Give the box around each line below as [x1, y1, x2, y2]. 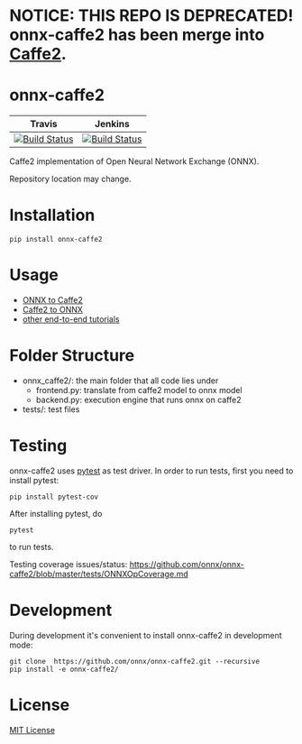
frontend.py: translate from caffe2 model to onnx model [35, 384, 243, 395]
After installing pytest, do [9, 508, 103, 519]
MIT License [9, 724, 56, 735]
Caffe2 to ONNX [22, 304, 84, 315]
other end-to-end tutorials [22, 314, 120, 325]
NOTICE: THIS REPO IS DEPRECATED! [9, 5, 294, 26]
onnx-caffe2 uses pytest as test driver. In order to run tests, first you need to [9, 465, 294, 476]
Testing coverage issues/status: [9, 558, 128, 569]
